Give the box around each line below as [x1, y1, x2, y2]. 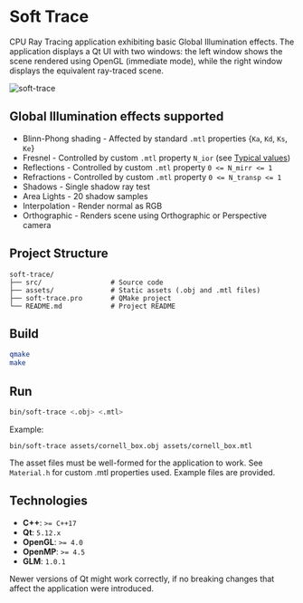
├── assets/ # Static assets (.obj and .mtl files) [9, 285, 260, 295]
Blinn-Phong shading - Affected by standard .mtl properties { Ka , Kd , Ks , [22, 133, 288, 144]
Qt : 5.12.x [22, 527, 62, 538]
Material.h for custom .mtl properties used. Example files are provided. [9, 466, 276, 477]
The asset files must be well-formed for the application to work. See [9, 457, 263, 468]
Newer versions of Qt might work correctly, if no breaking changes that [9, 573, 275, 584]
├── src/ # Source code [9, 278, 165, 287]
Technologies [9, 493, 89, 509]
